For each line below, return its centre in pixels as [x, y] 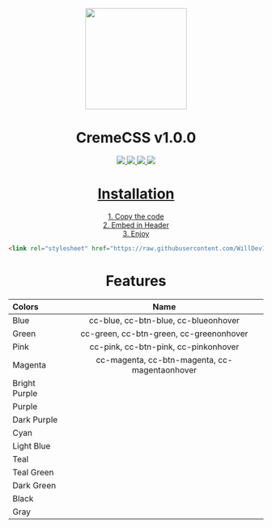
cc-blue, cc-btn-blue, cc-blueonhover [164, 320]
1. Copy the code [136, 216]
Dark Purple [35, 419]
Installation [136, 194]
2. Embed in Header [136, 225]
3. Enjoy [136, 233]
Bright [24, 383]
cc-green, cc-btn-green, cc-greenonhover [164, 334]
